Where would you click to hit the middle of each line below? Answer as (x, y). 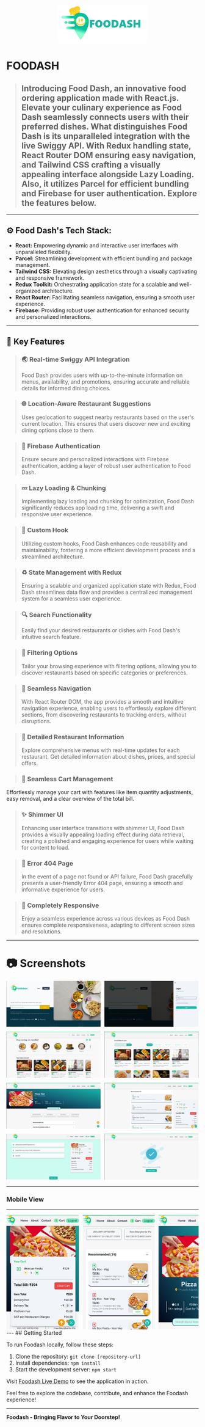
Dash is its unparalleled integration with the (106, 136)
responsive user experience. (57, 514)
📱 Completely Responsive (60, 905)
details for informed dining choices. (66, 388)
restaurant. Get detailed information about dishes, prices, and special (108, 757)
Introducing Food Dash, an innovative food (104, 88)
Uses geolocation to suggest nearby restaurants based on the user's (107, 417)
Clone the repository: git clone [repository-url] (78, 1357)
